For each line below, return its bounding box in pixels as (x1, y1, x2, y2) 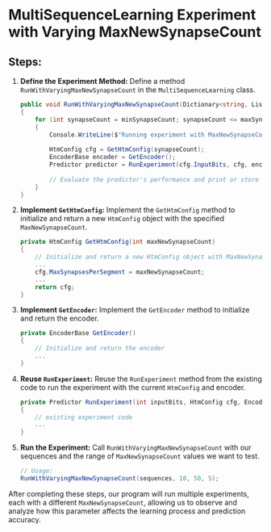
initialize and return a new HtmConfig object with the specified (19, 214, 224, 224)
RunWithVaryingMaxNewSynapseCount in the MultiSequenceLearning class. (19, 85, 256, 94)
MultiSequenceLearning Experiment (8, 6, 256, 24)
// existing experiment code (35, 413, 133, 421)
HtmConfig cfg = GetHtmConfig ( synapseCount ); (49, 145, 205, 154)
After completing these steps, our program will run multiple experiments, (8, 488, 250, 498)
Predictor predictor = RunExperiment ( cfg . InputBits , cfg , (49, 161, 248, 169)
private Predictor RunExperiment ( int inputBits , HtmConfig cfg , (19, 398, 241, 406)
